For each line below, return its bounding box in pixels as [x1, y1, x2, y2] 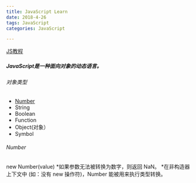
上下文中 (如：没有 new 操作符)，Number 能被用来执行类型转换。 [6, 170, 166, 178]
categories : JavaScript [6, 25, 66, 32]
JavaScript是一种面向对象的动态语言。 [6, 62, 102, 69]
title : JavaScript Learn [6, 8, 68, 15]
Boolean [14, 110, 36, 117]
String [14, 104, 30, 111]
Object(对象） [14, 123, 49, 131]
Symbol [14, 130, 34, 137]
